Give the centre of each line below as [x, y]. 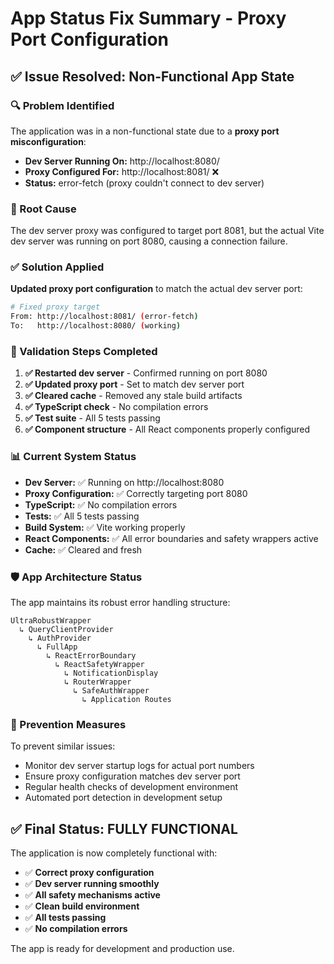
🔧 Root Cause [43, 209]
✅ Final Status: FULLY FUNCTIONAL [124, 828]
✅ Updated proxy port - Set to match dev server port [134, 384]
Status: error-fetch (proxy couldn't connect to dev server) [144, 183]
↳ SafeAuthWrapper [111, 690]
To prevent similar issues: [63, 746]
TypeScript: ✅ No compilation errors [101, 504]
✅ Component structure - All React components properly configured [167, 429]
